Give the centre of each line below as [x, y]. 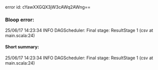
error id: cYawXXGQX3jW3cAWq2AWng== [48, 7]
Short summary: [22, 47]
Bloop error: [20, 20]
